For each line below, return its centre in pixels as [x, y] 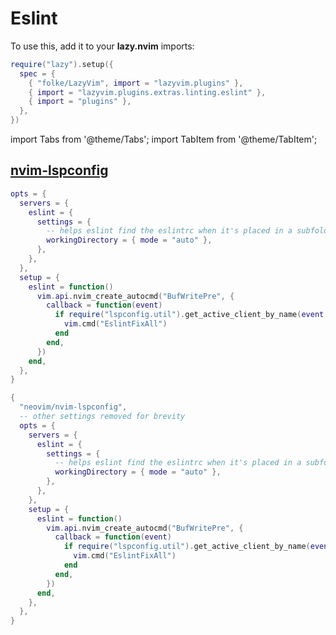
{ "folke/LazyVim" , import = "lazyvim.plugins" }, [136, 83]
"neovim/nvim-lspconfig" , [73, 407]
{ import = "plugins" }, [80, 102]
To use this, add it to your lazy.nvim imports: [102, 46]
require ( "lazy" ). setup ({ [62, 64]
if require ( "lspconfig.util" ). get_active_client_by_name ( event [189, 315]
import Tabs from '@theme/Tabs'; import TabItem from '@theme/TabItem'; [164, 139]
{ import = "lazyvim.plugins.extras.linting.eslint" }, [147, 92]
